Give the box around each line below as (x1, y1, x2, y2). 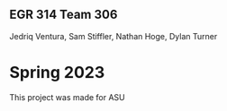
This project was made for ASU (9, 91, 125, 102)
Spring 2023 (9, 63, 105, 82)
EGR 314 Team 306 (9, 7, 118, 22)
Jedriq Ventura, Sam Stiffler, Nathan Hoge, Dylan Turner (9, 30, 218, 41)
